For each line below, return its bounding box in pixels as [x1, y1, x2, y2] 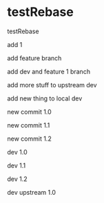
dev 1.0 [7, 148, 28, 156]
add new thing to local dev [7, 94, 83, 103]
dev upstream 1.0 [7, 188, 56, 196]
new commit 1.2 [7, 134, 52, 143]
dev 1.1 [7, 161, 26, 170]
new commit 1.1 [7, 121, 50, 129]
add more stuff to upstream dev [7, 80, 98, 89]
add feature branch [7, 53, 62, 62]
